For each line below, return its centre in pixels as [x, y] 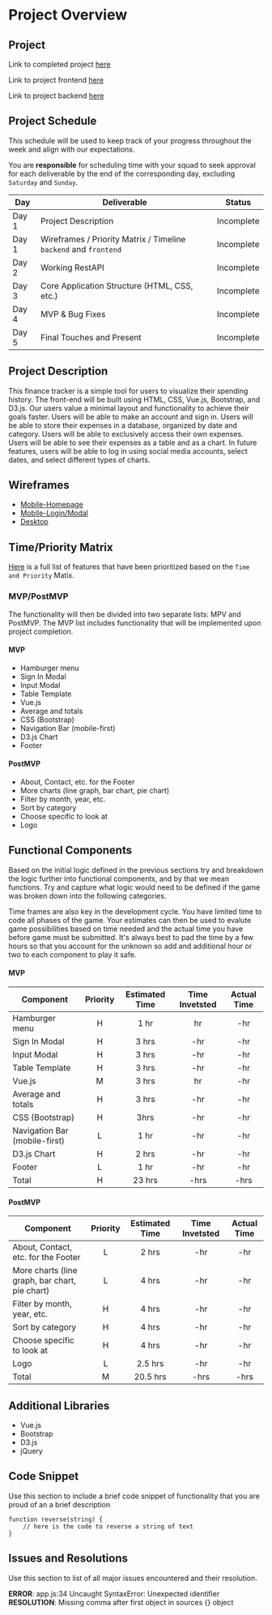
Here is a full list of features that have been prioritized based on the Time [129, 567]
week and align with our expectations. [72, 149]
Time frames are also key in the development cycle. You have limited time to [135, 911]
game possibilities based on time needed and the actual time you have [126, 929]
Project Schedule [53, 121]
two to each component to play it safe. [72, 955]
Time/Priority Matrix [61, 547]
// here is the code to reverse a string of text [108, 1526]
